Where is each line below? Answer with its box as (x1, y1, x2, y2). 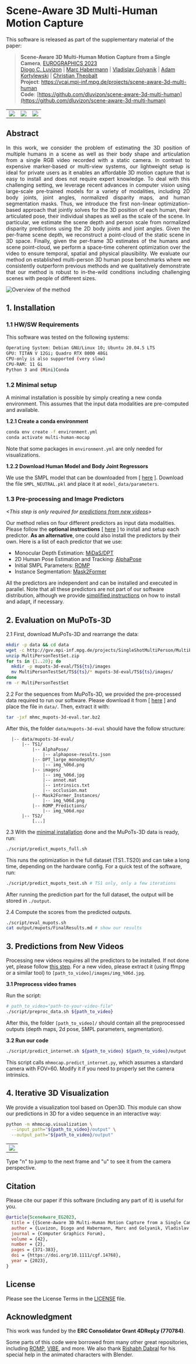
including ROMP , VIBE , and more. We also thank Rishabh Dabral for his (6, 1345, 176, 1352)
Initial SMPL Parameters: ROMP (14, 562, 90, 569)
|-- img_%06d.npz (43, 808, 85, 814)
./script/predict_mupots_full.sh (6, 846, 87, 852)
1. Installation (6, 303, 55, 313)
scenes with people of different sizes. (6, 274, 97, 281)
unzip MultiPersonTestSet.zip (6, 652, 80, 659)
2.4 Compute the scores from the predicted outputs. (6, 908, 132, 915)
